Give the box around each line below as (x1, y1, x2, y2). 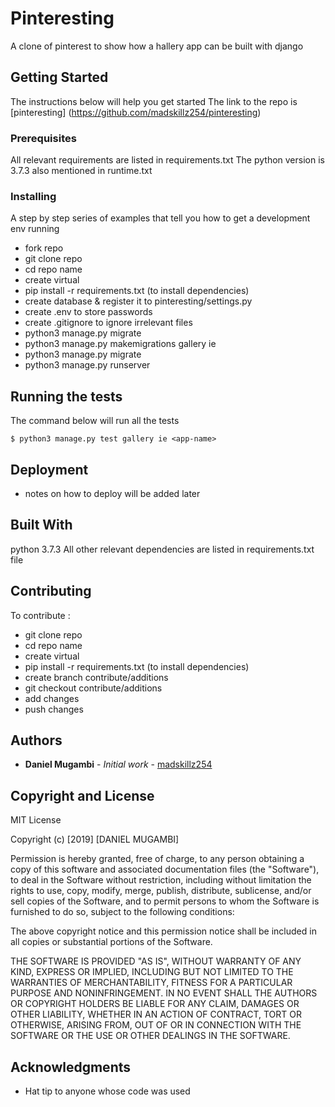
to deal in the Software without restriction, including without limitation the (10, 874, 312, 886)
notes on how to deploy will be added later (24, 487, 201, 499)
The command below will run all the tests (10, 415, 180, 427)
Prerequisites (10, 131, 77, 145)
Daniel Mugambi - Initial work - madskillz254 (24, 758, 213, 771)
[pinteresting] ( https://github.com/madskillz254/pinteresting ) (10, 106, 262, 118)
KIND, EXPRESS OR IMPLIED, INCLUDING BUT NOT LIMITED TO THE (10, 966, 294, 978)
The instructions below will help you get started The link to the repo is (10, 95, 298, 107)
